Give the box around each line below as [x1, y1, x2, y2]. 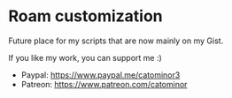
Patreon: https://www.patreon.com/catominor [20, 79, 188, 89]
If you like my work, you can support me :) [8, 52, 163, 63]
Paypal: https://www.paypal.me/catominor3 [20, 69, 181, 80]
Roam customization [8, 6, 163, 26]
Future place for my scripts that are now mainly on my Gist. [8, 35, 224, 46]
